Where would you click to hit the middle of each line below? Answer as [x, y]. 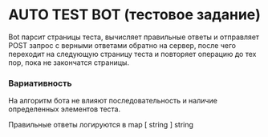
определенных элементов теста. [65, 109]
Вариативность [40, 83]
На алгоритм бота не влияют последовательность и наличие [113, 101]
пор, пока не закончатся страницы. [69, 62]
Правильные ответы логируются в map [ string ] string [101, 125]
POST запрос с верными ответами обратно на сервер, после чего [122, 45]
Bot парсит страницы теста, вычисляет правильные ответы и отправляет [134, 37]
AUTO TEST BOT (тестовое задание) [134, 15]
